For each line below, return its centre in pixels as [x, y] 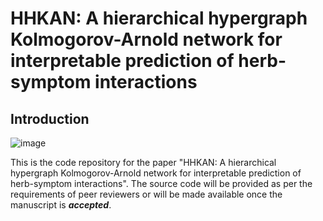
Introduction [50, 118]
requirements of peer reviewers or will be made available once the [146, 194]
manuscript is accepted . [61, 205]
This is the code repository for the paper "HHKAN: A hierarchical [143, 162]
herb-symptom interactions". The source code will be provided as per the [161, 183]
